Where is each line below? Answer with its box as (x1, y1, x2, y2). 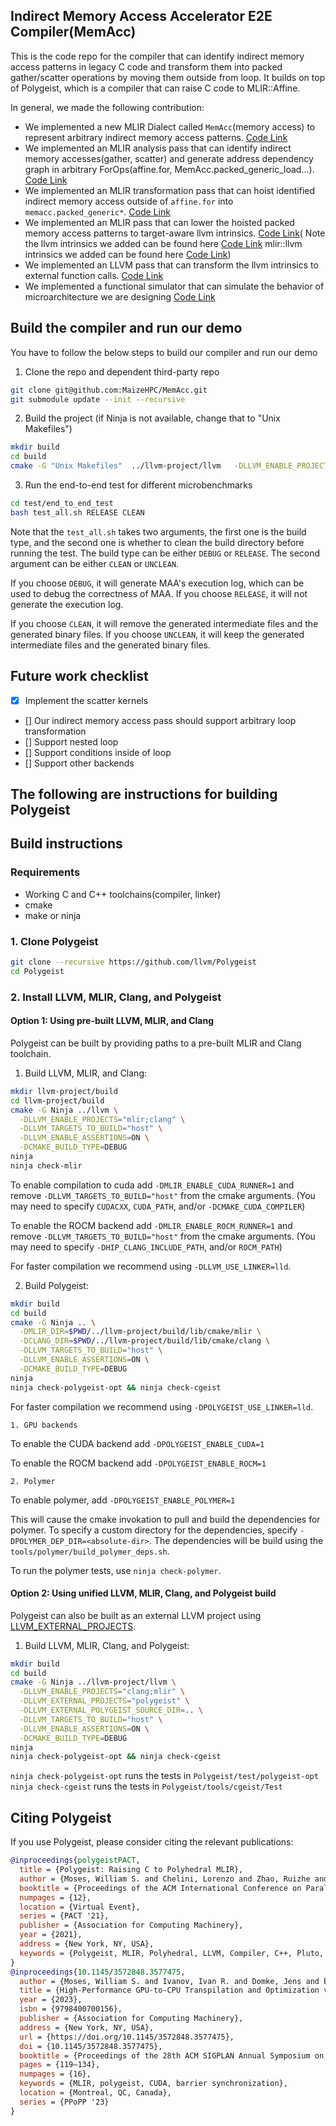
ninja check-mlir (10, 1160, 83, 1171)
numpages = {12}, (19, 1892, 92, 1903)
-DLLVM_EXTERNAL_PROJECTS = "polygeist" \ (19, 1696, 190, 1706)
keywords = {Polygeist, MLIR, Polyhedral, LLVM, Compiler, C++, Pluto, (19, 1948, 325, 1958)
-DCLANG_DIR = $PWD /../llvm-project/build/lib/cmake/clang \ (19, 1336, 271, 1346)
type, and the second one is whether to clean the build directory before (10, 536, 305, 548)
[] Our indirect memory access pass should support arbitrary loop (24, 714, 297, 726)
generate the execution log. (10, 598, 124, 610)
